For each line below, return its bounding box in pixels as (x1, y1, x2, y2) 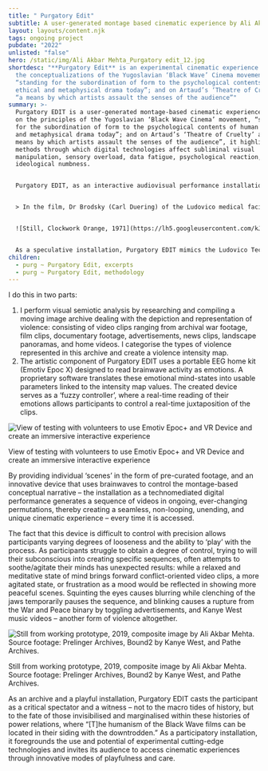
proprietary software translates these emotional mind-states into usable (19, 373, 256, 384)
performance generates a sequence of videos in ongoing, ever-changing (8, 496, 248, 506)
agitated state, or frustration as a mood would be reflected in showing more (8, 580, 257, 590)
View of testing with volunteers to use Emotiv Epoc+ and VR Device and (8, 447, 245, 456)
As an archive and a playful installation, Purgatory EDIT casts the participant (8, 694, 258, 704)
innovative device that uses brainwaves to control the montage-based (8, 479, 238, 489)
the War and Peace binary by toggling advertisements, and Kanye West (8, 605, 242, 615)
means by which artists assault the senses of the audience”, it (15, 137, 238, 146)
